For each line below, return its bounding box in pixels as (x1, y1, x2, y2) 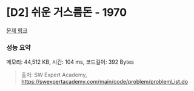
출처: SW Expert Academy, (21, 71, 87, 79)
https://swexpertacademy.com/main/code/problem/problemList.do (21, 78, 189, 86)
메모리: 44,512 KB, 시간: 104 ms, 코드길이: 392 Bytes (6, 58, 135, 66)
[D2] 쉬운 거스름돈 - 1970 (6, 5, 127, 19)
